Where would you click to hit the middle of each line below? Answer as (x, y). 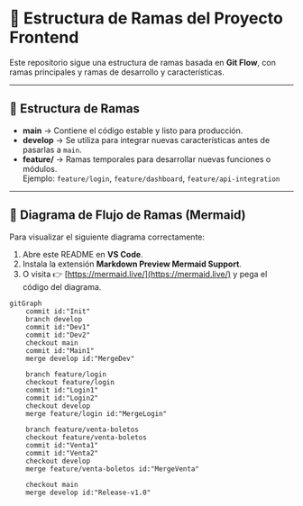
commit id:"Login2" (62, 398)
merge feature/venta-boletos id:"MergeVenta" (113, 469)
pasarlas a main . (52, 149)
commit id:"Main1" (60, 350)
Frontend (44, 37)
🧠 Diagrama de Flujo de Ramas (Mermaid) (128, 215)
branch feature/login (66, 374)
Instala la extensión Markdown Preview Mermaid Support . (132, 264)
